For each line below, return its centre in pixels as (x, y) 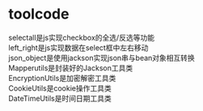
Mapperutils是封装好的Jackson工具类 (71, 68)
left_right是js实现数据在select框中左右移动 (78, 47)
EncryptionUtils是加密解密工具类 (62, 78)
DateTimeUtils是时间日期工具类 (60, 98)
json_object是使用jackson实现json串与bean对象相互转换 (102, 58)
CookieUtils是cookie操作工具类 (60, 88)
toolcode (39, 14)
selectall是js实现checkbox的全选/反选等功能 (82, 37)
